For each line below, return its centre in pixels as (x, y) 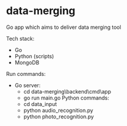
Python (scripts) (34, 56)
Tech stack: (20, 38)
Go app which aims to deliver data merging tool (63, 27)
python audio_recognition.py (58, 110)
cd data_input (40, 104)
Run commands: (26, 74)
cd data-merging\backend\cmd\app (67, 91)
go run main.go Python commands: (66, 98)
